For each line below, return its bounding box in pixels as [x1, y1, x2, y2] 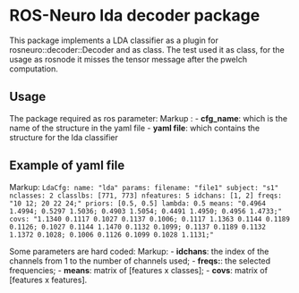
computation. [9, 63, 58, 74]
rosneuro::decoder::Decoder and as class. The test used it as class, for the [9, 44, 285, 54]
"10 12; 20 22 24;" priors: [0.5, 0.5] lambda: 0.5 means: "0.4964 [9, 198, 267, 208]
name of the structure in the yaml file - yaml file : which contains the [9, 122, 261, 133]
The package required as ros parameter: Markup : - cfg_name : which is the [9, 113, 288, 123]
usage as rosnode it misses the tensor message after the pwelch [9, 54, 248, 64]
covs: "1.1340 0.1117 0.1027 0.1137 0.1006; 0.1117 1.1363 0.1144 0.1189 [9, 214, 291, 223]
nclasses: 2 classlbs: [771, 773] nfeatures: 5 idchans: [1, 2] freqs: [9, 191, 282, 200]
